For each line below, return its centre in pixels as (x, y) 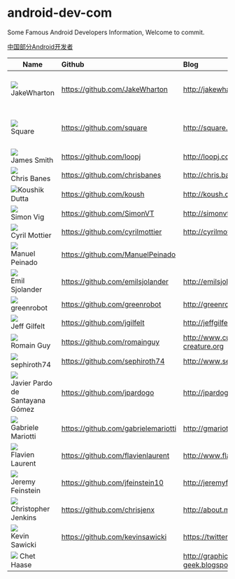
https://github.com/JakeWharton (114, 89)
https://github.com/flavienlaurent (115, 455)
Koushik (31, 190)
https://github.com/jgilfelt (103, 322)
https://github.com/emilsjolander (115, 281)
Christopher (30, 508)
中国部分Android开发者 (40, 46)
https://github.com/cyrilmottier (112, 231)
